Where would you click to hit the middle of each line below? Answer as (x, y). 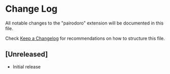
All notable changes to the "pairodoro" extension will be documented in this (84, 23)
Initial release (26, 66)
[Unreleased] (27, 54)
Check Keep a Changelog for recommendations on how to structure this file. (85, 38)
